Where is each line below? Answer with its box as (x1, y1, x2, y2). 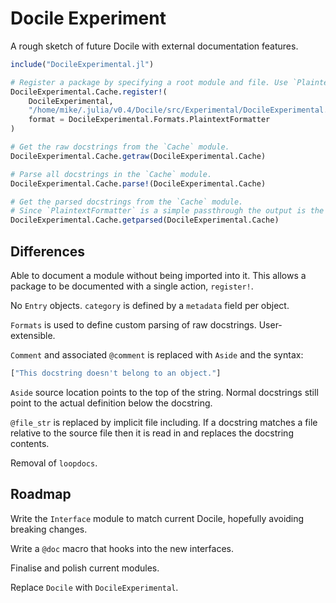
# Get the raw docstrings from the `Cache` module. (10, 142, 230, 152)
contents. (10, 437, 50, 449)
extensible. (10, 330, 56, 341)
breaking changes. (10, 523, 88, 535)
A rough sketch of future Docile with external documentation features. (10, 40, 299, 52)
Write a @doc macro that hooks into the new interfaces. (10, 542, 234, 554)
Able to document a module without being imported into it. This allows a (10, 270, 307, 281)
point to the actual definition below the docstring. (10, 397, 213, 409)
